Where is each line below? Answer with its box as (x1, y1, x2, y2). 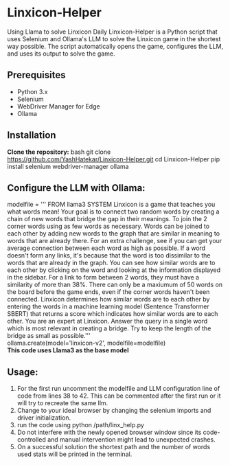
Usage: (7, 366, 39, 378)
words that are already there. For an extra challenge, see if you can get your (7, 237, 222, 245)
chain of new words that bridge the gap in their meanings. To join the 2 (7, 215, 207, 223)
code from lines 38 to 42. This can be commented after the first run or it (16, 392, 221, 400)
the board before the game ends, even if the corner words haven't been (7, 288, 210, 296)
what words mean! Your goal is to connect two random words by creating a (7, 207, 220, 216)
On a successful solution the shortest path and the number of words (16, 443, 211, 451)
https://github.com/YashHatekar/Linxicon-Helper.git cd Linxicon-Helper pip (7, 155, 220, 163)
